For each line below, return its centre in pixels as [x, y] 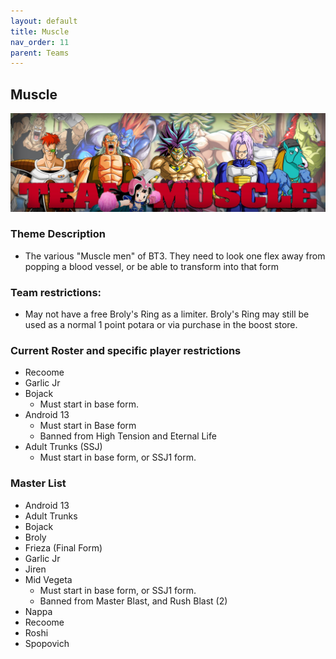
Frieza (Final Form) [63, 547]
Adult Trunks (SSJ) [63, 447]
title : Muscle [40, 31]
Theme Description [58, 234]
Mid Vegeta [48, 579]
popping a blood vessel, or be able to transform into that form [152, 266]
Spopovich [47, 643]
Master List [38, 483]
